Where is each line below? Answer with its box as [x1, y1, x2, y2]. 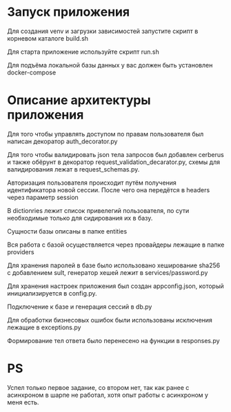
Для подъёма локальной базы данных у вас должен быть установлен [7, 61, 213, 69]
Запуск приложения [7, 4, 130, 20]
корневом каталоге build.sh [7, 34, 88, 42]
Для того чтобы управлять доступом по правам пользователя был [7, 130, 204, 138]
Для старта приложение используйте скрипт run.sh [7, 48, 160, 56]
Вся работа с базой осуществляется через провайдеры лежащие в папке [7, 240, 225, 249]
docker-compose [7, 68, 57, 76]
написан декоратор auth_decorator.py [7, 137, 118, 145]
